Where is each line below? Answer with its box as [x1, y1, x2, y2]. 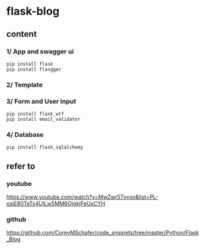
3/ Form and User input [6, 97, 76, 105]
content [6, 29, 37, 39]
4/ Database [6, 131, 44, 139]
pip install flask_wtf [6, 111, 64, 117]
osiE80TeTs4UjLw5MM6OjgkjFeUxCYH [6, 200, 105, 207]
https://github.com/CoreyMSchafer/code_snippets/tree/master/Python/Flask [6, 229, 199, 237]
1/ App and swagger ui [6, 47, 74, 56]
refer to [6, 161, 35, 171]
